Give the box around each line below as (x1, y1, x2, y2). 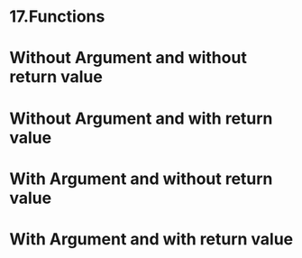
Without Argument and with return (9, 108, 273, 128)
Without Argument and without (9, 48, 248, 69)
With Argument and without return (9, 169, 273, 189)
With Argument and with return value (9, 228, 294, 249)
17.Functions (9, 6, 105, 27)
